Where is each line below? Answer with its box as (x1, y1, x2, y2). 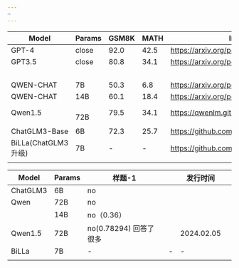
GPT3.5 (11, 56, 37, 66)
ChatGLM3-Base (11, 126, 69, 136)
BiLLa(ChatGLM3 (11, 138, 69, 148)
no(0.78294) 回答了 (87, 223, 155, 233)
